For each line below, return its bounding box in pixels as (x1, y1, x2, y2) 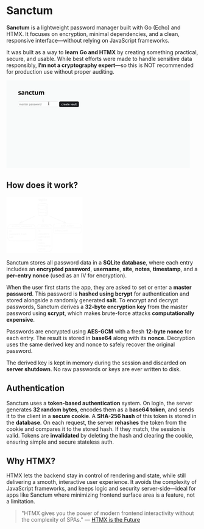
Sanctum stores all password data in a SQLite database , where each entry (6, 258, 194, 266)
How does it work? (6, 180, 79, 191)
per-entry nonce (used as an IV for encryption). (6, 272, 127, 279)
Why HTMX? (6, 456, 56, 466)
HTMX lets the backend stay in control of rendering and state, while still (6, 472, 186, 479)
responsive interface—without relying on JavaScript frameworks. (6, 37, 170, 44)
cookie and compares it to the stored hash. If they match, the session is (6, 425, 186, 433)
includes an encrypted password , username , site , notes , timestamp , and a (6, 265, 198, 272)
